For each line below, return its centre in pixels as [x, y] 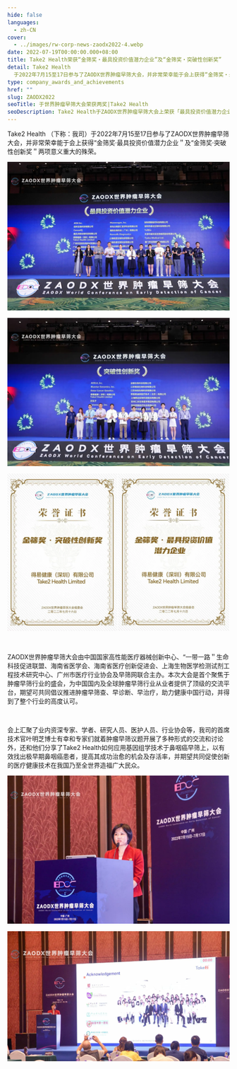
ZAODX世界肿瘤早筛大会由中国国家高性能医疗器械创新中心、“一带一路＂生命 [118, 657]
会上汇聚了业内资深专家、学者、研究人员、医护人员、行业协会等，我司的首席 [119, 730]
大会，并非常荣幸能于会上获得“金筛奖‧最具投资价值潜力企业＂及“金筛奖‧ [111, 143]
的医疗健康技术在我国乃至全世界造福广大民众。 [75, 765]
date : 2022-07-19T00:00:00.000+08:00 [63, 52]
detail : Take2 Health [39, 67]
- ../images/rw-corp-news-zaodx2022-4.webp [78, 45]
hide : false [25, 15]
